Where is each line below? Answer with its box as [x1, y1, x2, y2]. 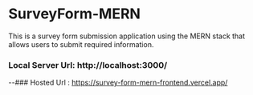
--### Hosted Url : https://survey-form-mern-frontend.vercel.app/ [8, 77, 228, 88]
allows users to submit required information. [8, 39, 154, 49]
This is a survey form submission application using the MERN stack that [8, 31, 246, 41]
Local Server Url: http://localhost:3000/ [8, 59, 168, 70]
